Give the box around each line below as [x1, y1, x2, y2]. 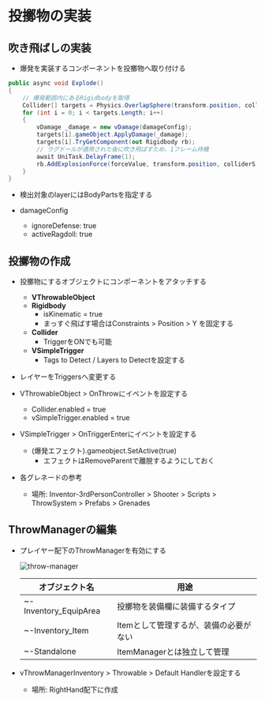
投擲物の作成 [8, 254, 71, 268]
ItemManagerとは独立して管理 [117, 646, 230, 657]
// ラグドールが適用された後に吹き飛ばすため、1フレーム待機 [36, 145, 209, 153]
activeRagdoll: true [31, 230, 93, 239]
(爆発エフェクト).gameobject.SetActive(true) [31, 446, 177, 456]
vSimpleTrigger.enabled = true [31, 413, 130, 422]
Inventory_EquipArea [23, 605, 101, 616]
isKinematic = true [43, 310, 103, 319]
